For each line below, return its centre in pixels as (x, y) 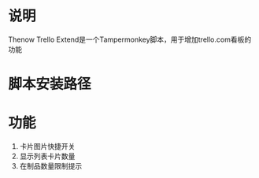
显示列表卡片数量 (47, 156)
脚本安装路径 (50, 84)
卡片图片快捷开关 (47, 146)
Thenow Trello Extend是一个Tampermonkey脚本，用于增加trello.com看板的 (130, 39)
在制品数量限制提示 (51, 166)
